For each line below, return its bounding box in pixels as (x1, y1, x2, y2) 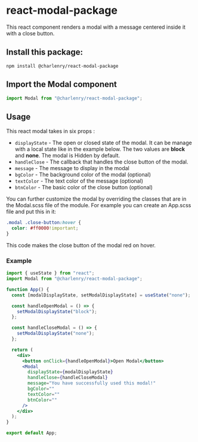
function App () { (6, 286, 49, 292)
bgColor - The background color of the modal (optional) (14, 171, 151, 178)
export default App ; (6, 430, 58, 436)
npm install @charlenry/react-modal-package (6, 63, 119, 69)
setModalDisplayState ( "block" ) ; (17, 308, 97, 314)
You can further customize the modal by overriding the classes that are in (6, 195, 187, 202)
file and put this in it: (6, 208, 57, 216)
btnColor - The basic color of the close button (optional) (14, 184, 153, 191)
